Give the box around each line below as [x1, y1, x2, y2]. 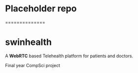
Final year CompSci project [5, 62, 60, 68]
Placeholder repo [5, 3, 77, 14]
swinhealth [5, 36, 52, 48]
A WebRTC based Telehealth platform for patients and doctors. [5, 53, 134, 59]
